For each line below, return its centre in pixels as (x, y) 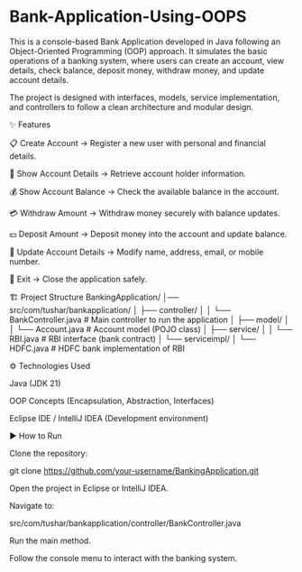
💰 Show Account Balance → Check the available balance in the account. (144, 191)
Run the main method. (50, 540)
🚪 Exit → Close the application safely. (78, 279)
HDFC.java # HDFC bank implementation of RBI (97, 348)
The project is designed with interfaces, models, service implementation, (145, 97)
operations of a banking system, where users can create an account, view (147, 60)
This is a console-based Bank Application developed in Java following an (145, 42)
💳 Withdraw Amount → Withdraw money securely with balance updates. (145, 213)
